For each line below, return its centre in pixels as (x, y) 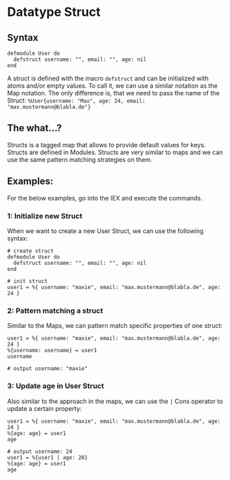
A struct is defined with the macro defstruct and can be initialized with (108, 78)
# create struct (30, 251)
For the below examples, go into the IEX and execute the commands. (105, 198)
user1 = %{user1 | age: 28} (48, 457)
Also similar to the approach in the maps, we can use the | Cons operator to (115, 401)
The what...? (35, 128)
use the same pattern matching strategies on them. (80, 159)
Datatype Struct (54, 12)
